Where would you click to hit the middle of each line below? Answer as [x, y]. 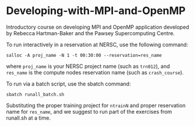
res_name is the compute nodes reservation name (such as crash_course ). [95, 72]
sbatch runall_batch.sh [35, 94]
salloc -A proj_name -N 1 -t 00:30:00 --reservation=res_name [84, 55]
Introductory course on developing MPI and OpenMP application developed [98, 27]
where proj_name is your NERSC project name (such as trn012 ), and [88, 66]
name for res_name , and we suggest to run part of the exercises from [89, 111]
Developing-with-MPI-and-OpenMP [96, 11]
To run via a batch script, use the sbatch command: [69, 84]
